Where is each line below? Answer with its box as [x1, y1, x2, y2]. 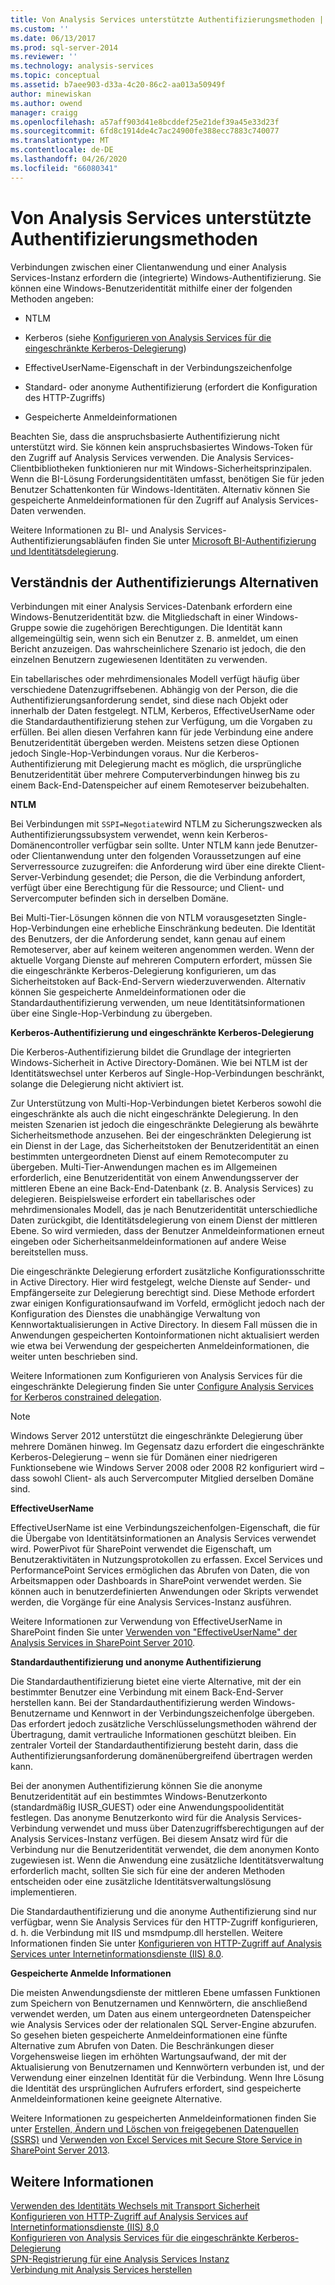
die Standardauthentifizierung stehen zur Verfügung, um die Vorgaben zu [10, 716, 313, 728]
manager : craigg [10, 107, 78, 118]
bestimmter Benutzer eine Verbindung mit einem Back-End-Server [10, 1686, 284, 1698]
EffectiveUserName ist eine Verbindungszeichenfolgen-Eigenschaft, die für [10, 1522, 321, 1534]
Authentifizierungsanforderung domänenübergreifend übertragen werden [10, 1750, 313, 1762]
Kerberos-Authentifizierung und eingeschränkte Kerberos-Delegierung [10, 1027, 315, 1039]
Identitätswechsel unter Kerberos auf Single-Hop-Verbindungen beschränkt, [10, 1067, 325, 1080]
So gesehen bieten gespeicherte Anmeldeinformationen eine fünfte [10, 2029, 288, 2041]
